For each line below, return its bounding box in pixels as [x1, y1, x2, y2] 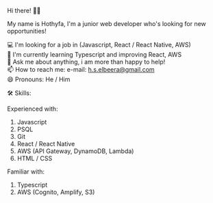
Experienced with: [7, 105, 58, 113]
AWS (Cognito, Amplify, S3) [16, 188, 95, 196]
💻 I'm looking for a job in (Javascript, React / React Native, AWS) [7, 41, 192, 49]
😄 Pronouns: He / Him [7, 75, 71, 83]
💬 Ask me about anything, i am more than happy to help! [7, 58, 166, 66]
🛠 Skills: [7, 89, 32, 97]
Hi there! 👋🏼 [7, 7, 41, 14]
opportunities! [7, 27, 47, 35]
